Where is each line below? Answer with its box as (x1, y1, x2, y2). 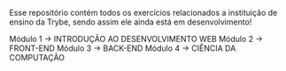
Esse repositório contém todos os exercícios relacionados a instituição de (9, 8, 278, 18)
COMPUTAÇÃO (9, 53, 65, 62)
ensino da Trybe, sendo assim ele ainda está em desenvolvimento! (9, 17, 252, 27)
